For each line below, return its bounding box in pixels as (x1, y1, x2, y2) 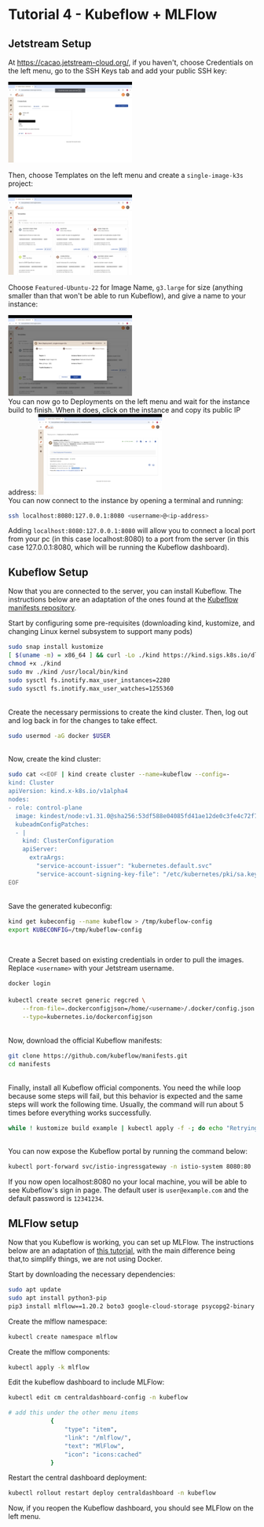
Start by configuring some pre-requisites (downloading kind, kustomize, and (8, 618, 255, 628)
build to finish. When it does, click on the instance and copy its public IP (8, 405, 241, 414)
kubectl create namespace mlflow (8, 1332, 118, 1340)
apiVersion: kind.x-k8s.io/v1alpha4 (8, 788, 128, 795)
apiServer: (22, 845, 58, 854)
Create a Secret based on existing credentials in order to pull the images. (8, 955, 244, 965)
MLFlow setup (8, 1217, 79, 1230)
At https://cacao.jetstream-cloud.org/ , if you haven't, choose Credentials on (8, 57, 254, 67)
